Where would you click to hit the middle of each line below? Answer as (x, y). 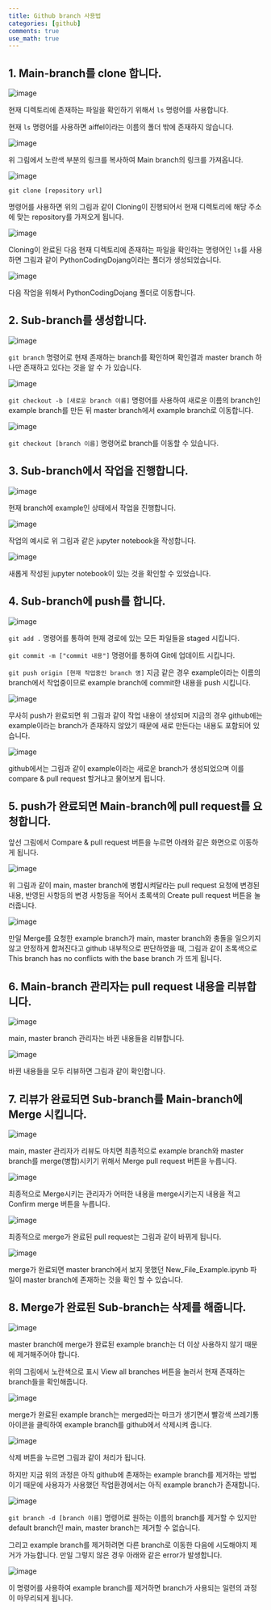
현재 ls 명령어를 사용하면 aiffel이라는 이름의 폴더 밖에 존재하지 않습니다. (121, 127)
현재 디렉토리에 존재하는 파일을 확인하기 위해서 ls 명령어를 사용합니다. (119, 110)
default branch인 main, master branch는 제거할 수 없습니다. (104, 1528)
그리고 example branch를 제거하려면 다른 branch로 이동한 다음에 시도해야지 (128, 1545)
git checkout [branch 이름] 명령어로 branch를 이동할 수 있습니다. (114, 443)
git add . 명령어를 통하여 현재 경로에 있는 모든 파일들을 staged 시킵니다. (124, 638)
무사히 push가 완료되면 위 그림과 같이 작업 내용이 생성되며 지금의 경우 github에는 (135, 715)
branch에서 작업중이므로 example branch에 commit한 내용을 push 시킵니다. (130, 682)
